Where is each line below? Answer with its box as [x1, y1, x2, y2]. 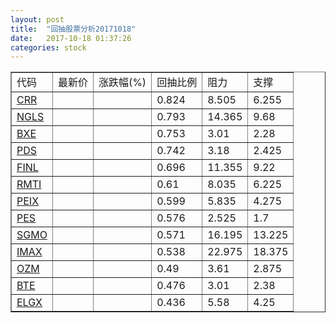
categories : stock [10, 42, 87, 53]
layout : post [10, 14, 65, 25]
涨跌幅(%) [98, 76, 147, 90]
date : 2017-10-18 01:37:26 [10, 33, 132, 43]
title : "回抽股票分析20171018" [10, 24, 137, 34]
